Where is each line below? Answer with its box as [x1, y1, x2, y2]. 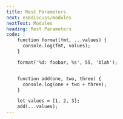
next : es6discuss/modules [6, 15, 71, 21]
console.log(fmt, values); [22, 43, 91, 49]
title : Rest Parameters [6, 8, 67, 15]
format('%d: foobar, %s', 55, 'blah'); [17, 59, 118, 66]
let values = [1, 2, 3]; [17, 98, 80, 104]
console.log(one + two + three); [22, 81, 107, 87]
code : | [6, 32, 26, 38]
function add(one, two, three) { [17, 75, 102, 82]
